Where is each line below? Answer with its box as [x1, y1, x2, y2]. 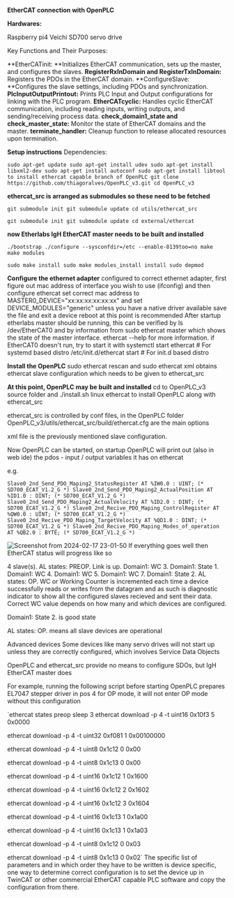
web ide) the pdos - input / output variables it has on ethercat [7, 454, 184, 461]
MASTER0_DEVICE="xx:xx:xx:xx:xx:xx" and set [7, 296, 143, 305]
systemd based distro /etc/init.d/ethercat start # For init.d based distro [7, 349, 209, 356]
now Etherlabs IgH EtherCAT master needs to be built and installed [7, 230, 204, 238]
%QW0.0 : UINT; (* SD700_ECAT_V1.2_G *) [7, 511, 127, 518]
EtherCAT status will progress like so [7, 549, 113, 557]
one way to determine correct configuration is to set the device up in [7, 868, 204, 876]
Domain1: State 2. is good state [7, 613, 96, 621]
